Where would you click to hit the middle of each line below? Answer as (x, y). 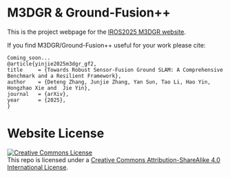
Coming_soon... (29, 58)
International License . (38, 167)
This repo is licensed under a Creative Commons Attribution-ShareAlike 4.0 (114, 159)
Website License (56, 133)
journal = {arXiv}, (38, 94)
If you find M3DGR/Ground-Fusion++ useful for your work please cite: (106, 45)
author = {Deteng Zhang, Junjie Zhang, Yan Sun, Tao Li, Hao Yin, (109, 82)
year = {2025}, (37, 100)
